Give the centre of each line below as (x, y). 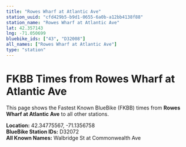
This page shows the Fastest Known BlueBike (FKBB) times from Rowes (93, 108)
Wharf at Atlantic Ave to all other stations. (58, 114)
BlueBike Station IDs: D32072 (43, 131)
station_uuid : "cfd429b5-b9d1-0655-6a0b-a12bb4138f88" (75, 17)
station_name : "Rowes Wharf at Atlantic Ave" (63, 22)
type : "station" (26, 50)
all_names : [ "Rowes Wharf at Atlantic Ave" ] (62, 45)
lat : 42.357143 (25, 28)
